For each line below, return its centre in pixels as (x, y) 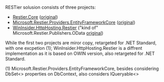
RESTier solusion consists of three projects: (50, 7)
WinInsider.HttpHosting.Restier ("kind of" (55, 28)
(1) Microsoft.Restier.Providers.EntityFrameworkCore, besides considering (82, 68)
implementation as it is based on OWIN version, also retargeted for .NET (80, 53)
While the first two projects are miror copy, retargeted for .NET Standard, (81, 43)
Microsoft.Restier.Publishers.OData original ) (58, 33)
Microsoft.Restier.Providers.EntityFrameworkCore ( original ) (74, 22)
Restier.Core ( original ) (35, 17)
